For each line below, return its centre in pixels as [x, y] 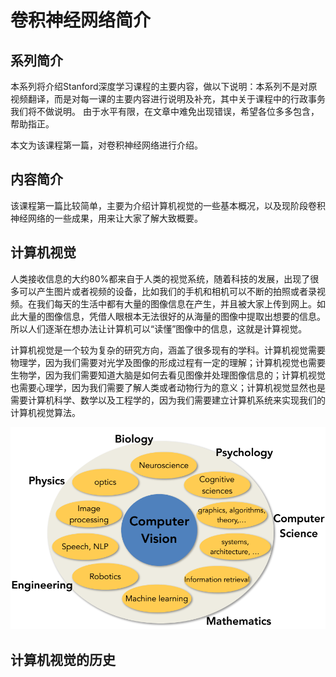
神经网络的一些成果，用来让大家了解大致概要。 [106, 218]
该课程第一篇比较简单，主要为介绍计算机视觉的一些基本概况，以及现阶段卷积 [168, 205]
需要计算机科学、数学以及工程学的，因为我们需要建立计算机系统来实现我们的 [168, 400]
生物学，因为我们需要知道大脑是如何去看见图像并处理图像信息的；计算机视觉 [168, 375]
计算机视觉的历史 [63, 659]
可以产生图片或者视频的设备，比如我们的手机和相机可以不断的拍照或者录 [167, 291]
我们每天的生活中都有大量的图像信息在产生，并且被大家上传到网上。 [176, 303]
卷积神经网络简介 [81, 20]
